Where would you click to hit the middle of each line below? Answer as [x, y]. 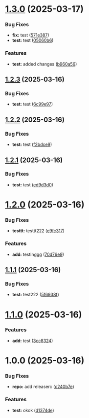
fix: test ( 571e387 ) [31, 35]
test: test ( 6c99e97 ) [32, 104]
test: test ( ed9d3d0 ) [33, 185]
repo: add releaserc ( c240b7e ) [43, 387]
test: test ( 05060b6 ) [33, 40]
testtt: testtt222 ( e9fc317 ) [38, 231]
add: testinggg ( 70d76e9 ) [38, 254]
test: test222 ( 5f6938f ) [36, 295]
